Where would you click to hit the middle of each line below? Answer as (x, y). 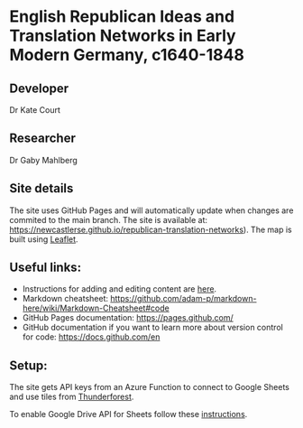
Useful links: (46, 268)
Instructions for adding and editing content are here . (119, 289)
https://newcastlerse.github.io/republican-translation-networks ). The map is (151, 229)
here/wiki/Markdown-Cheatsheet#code (96, 308)
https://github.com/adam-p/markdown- (183, 299)
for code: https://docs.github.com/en (91, 337)
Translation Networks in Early (123, 36)
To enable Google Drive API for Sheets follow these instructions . (129, 414)
